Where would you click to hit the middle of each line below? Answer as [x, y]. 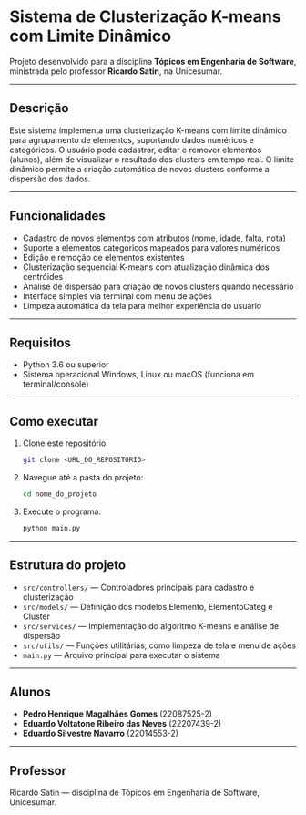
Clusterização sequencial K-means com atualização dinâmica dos [146, 267]
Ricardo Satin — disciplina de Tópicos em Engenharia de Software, [135, 793]
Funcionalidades [58, 216]
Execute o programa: [62, 511]
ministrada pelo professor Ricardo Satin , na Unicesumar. [116, 71]
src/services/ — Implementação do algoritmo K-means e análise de [151, 625]
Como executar [54, 421]
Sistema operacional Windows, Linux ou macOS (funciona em [138, 375]
